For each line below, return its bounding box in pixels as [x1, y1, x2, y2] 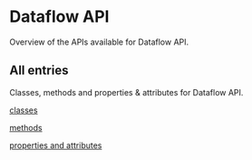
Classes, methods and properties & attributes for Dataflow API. [9, 86, 244, 97]
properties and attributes [9, 139, 102, 151]
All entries [9, 63, 69, 78]
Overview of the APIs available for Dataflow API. [9, 36, 189, 47]
